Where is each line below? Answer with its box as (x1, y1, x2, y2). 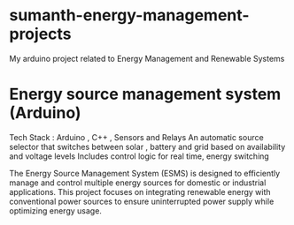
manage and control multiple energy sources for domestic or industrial (9, 177, 267, 188)
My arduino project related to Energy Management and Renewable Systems (9, 53, 285, 64)
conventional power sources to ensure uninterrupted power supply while (9, 196, 275, 206)
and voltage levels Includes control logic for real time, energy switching (9, 151, 270, 161)
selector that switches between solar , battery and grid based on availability (9, 141, 286, 152)
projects (9, 24, 73, 44)
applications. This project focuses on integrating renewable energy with (9, 186, 272, 197)
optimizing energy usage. (9, 205, 102, 216)
